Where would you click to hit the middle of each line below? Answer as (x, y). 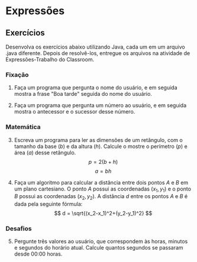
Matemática (23, 127)
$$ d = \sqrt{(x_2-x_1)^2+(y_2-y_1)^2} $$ (103, 214)
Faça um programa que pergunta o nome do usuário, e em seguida (96, 88)
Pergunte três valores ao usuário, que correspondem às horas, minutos (101, 241)
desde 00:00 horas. (38, 254)
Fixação (17, 75)
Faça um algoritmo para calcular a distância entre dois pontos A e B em (101, 182)
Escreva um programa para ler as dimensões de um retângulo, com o (98, 140)
